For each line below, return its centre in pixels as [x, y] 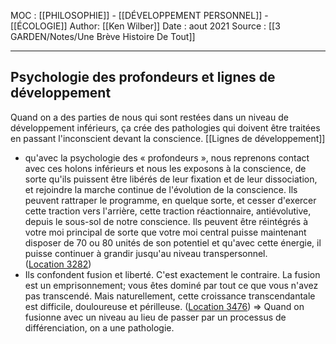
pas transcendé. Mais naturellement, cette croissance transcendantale [170, 296]
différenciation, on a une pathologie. [99, 327]
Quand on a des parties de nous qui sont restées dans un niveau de [149, 117]
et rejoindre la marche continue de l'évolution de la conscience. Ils [161, 189]
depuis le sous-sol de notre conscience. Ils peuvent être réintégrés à [166, 221]
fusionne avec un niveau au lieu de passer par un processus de [155, 317]
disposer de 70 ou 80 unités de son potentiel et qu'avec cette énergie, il [173, 242]
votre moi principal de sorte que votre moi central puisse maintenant [165, 232]
